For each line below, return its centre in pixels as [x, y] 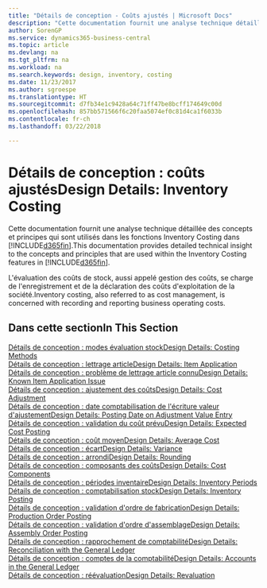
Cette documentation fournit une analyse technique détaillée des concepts [130, 228]
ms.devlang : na [33, 52]
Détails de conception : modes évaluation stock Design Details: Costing [124, 347]
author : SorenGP [35, 30]
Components [29, 474]
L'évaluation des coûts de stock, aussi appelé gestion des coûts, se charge [131, 277]
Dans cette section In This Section [93, 328]
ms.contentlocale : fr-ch [49, 119]
